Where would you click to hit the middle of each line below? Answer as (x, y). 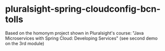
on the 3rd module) (25, 43)
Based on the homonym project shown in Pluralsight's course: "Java (75, 33)
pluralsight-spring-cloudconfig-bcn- (83, 9)
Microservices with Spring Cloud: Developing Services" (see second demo (81, 38)
